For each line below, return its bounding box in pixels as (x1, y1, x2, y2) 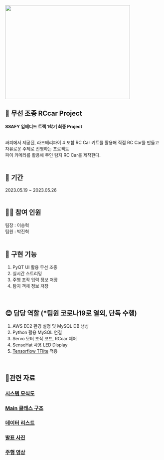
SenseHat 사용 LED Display (12, 342, 68, 348)
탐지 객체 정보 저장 (12, 283, 49, 289)
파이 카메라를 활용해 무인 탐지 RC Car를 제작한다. (5, 152, 101, 158)
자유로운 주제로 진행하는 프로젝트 (5, 145, 70, 152)
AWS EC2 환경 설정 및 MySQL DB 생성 (12, 323, 89, 329)
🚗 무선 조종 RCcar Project (5, 109, 82, 118)
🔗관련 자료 (5, 374, 36, 382)
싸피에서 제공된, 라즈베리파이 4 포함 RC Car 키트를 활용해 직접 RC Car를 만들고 (5, 139, 160, 145)
